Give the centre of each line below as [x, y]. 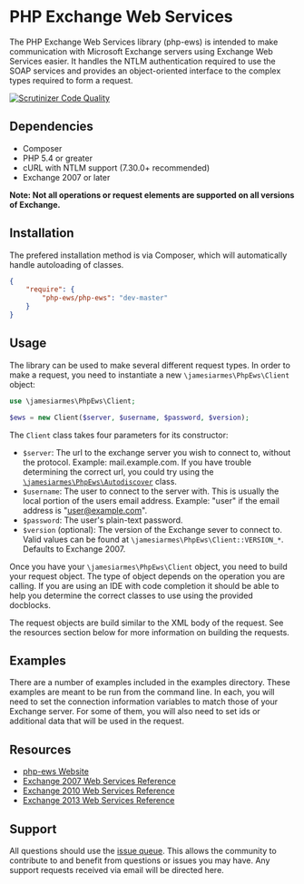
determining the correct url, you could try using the [118, 471]
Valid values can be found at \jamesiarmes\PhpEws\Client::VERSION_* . [153, 539]
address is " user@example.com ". [85, 510]
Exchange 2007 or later [66, 177]
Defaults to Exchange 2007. [74, 549]
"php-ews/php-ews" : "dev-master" [105, 298]
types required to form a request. [71, 80]
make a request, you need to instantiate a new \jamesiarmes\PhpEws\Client [150, 375]
